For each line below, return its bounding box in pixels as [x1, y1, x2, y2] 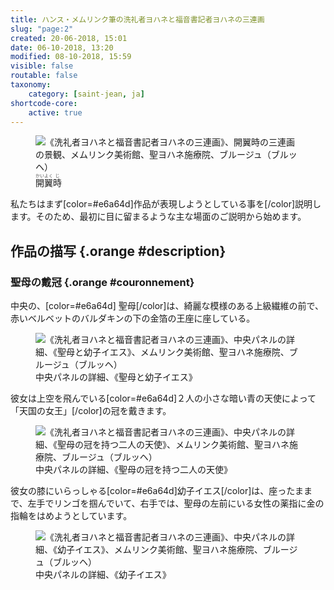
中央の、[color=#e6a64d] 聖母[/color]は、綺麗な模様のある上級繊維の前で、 [10, 300, 324, 312]
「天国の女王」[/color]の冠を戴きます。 [10, 405, 172, 417]
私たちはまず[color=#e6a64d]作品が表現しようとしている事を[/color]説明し [10, 198, 322, 210]
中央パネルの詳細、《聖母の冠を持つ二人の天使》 [35, 464, 233, 476]
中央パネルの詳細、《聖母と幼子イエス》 [35, 371, 198, 383]
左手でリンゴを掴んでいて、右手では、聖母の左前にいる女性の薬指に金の [27, 497, 325, 510]
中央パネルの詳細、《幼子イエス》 [35, 569, 172, 581]
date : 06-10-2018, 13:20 [10, 42, 114, 53]
